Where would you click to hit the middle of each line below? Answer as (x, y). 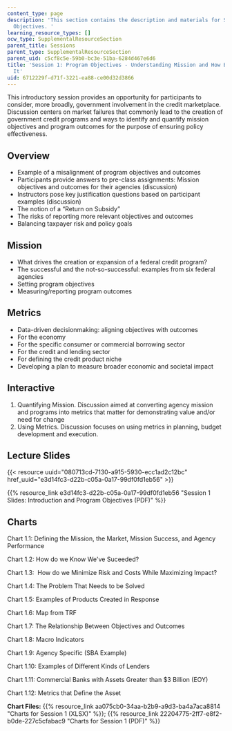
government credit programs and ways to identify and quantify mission (108, 119)
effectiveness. (27, 134)
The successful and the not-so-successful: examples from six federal (116, 269)
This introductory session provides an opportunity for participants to (104, 97)
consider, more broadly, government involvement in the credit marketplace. (114, 105)
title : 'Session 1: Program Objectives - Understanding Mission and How (114, 65)
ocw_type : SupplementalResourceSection (65, 39)
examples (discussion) (49, 202)
